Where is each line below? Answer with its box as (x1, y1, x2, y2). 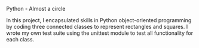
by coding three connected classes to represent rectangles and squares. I (6, 23, 188, 30)
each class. (6, 36, 35, 43)
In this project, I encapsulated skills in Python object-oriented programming (6, 17, 192, 23)
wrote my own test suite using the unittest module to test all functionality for (6, 29, 194, 37)
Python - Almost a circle (6, 5, 66, 12)
